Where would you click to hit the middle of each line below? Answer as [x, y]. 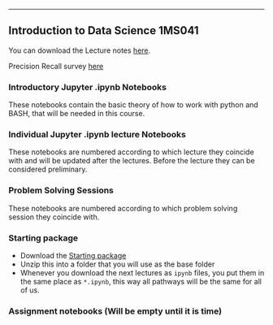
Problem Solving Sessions [61, 190]
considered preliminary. [48, 169]
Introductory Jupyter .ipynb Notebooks [87, 87]
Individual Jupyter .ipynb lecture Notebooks [97, 135]
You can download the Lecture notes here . [80, 50]
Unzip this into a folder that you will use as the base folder [117, 264]
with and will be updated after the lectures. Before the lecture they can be [132, 161]
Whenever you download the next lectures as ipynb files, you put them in [142, 273]
